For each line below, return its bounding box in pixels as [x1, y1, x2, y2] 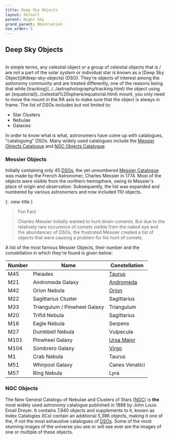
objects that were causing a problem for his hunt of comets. [17, 235, 144, 241]
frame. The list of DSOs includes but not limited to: [5, 102, 111, 108]
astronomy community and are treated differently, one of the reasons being [5, 80, 163, 86]
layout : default [5, 12, 40, 17]
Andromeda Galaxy [33, 279, 79, 286]
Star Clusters [12, 111, 41, 117]
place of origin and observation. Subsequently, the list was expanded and [5, 183, 160, 190]
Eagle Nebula [33, 320, 65, 327]
